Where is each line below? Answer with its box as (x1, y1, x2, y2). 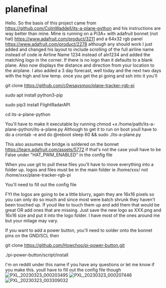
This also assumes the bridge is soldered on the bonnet (5, 141, 119, 147)
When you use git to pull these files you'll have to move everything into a (5, 161, 154, 167)
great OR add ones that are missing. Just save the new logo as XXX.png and (5, 207, 162, 213)
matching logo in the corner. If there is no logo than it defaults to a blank (5, 57, 153, 63)
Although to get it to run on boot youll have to (64, 126, 158, 132)
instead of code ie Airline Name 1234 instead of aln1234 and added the (5, 51, 151, 58)
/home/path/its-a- (118, 121, 156, 127)
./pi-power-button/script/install (5, 252, 69, 258)
